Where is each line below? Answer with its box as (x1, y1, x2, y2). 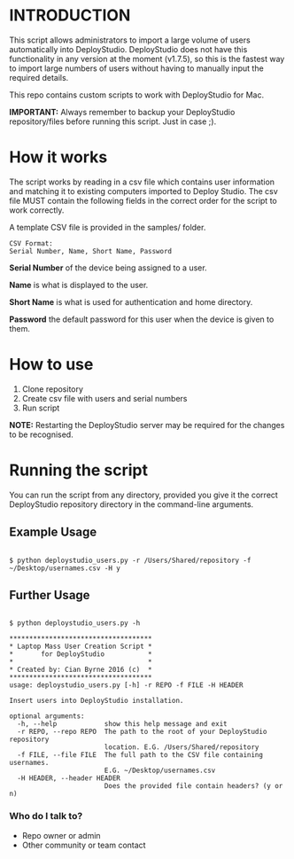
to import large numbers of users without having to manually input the (9, 63, 264, 74)
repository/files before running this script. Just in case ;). (9, 116, 217, 127)
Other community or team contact (21, 839, 146, 850)
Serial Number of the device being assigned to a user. (9, 262, 207, 273)
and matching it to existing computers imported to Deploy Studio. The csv (9, 185, 279, 196)
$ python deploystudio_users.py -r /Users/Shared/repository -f (9, 556, 251, 565)
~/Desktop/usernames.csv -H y (9, 564, 121, 573)
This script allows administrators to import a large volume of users (9, 35, 251, 45)
